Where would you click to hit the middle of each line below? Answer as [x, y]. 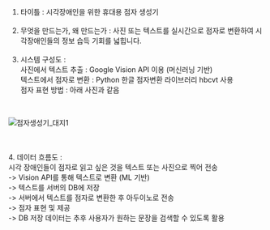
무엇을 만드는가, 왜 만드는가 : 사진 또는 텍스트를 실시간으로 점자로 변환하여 [137, 30]
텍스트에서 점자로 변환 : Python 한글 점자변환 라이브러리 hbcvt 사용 [126, 80]
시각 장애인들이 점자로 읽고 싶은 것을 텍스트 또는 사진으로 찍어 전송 [113, 167]
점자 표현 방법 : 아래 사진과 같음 [70, 90]
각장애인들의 [40, 40]
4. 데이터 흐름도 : [35, 157]
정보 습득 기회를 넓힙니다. [102, 40]
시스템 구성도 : [43, 60]
